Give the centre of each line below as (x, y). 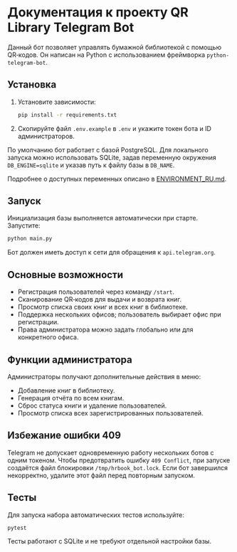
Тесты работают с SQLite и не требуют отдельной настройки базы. (110, 541)
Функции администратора (70, 360)
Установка (32, 85)
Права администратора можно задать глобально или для (105, 330)
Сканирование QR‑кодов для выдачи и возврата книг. (100, 299)
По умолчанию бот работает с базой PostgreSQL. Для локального (108, 149)
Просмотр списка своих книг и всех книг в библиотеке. (102, 307)
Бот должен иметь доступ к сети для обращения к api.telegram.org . (111, 253)
